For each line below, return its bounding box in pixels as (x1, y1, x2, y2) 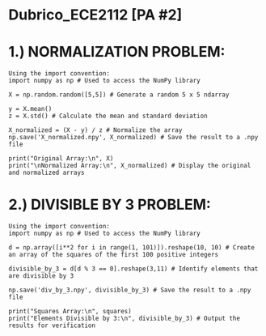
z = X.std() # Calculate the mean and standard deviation (8, 112, 208, 121)
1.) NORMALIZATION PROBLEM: (8, 43, 226, 62)
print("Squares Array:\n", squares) (8, 308, 132, 316)
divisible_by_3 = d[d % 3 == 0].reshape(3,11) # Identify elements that (8, 265, 259, 273)
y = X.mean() (8, 105, 53, 113)
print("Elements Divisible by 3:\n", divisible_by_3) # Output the (8, 314, 241, 323)
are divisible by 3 (8, 272, 74, 280)
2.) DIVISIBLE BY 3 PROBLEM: (8, 196, 212, 214)
